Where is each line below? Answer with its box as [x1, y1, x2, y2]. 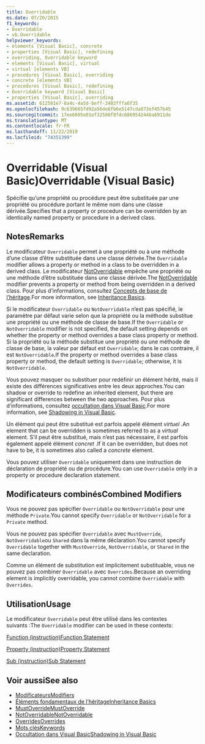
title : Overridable [6, 9, 56, 15]
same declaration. [6, 550, 52, 557]
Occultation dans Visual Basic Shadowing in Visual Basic [15, 731, 157, 738]
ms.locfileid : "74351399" [6, 134, 72, 141]
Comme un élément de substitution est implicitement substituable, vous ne [6, 562, 195, 569]
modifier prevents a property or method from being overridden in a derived [6, 280, 196, 288]
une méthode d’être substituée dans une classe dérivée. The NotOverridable [6, 274, 198, 281]
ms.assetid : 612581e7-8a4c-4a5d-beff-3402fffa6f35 [6, 100, 138, 106]
